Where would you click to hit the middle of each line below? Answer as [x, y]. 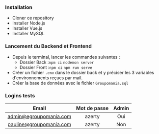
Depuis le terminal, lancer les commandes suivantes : [66, 57]
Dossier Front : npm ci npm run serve [56, 67]
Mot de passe [92, 108]
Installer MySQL [28, 34]
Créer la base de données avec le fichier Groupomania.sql [70, 83]
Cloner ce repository [33, 18]
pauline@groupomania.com [40, 124]
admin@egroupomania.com [40, 116]
